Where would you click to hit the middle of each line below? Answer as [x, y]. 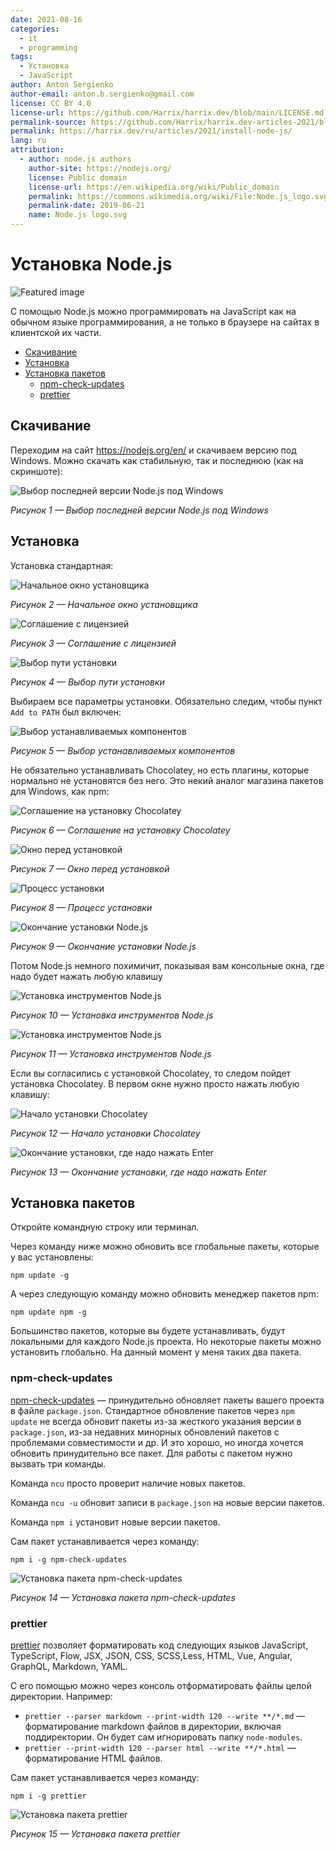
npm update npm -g [48, 1312]
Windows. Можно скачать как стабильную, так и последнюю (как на [157, 460]
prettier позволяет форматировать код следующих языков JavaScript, [159, 1645]
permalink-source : [48, 122]
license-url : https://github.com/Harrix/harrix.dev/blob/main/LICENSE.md [167, 112]
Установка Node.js [91, 264]
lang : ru [28, 141]
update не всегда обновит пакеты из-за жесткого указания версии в [156, 1421]
